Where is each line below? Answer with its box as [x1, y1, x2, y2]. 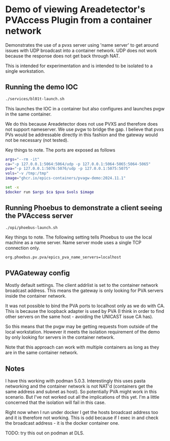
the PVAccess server [5, 212, 74, 220]
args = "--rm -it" [5, 157, 40, 162]
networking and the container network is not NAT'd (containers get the [5, 383, 153, 390]
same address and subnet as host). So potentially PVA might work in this [5, 389, 157, 395]
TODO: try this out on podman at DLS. [5, 430, 85, 436]
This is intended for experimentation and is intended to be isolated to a [5, 63, 153, 69]
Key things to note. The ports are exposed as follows [5, 146, 116, 153]
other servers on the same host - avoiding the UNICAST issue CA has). [5, 314, 153, 320]
